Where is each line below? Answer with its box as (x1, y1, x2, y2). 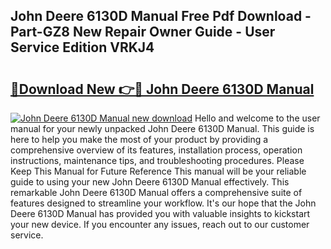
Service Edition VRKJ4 (10, 39, 155, 56)
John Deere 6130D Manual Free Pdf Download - (10, 8, 312, 25)
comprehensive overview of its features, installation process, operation (10, 144, 303, 156)
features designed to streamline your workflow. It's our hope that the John (10, 197, 317, 209)
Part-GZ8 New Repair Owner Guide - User (10, 24, 276, 41)
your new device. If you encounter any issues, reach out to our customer (10, 219, 310, 230)
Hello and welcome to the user (194, 112, 321, 124)
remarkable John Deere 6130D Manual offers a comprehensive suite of (10, 187, 303, 198)
